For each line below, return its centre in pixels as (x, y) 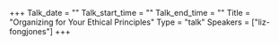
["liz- (261, 22)
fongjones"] (31, 31)
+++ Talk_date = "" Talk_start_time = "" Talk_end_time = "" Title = (130, 13)
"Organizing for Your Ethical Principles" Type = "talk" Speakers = (129, 22)
